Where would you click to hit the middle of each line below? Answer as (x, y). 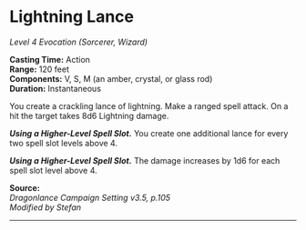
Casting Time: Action (50, 59)
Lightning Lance (72, 17)
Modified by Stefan (46, 207)
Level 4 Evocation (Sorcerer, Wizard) (79, 42)
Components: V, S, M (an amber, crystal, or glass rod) (111, 78)
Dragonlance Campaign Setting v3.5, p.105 (90, 197)
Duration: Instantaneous (56, 88)
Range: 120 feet (40, 69)
